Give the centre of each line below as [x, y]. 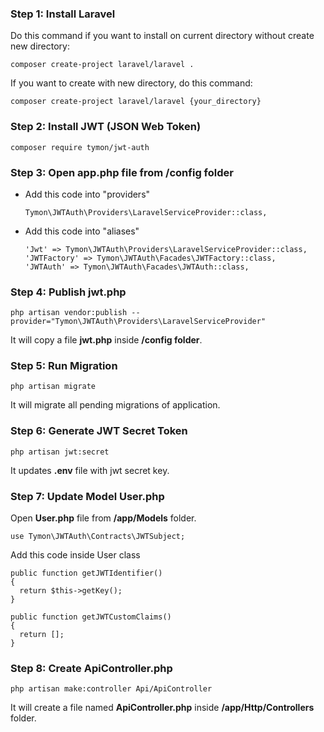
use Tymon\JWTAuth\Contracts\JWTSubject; [98, 537]
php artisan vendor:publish [69, 313]
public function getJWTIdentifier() [86, 573]
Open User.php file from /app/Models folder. [103, 518]
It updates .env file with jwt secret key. [90, 470]
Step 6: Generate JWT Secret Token [99, 431]
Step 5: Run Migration [64, 366]
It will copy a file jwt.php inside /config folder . [106, 340]
